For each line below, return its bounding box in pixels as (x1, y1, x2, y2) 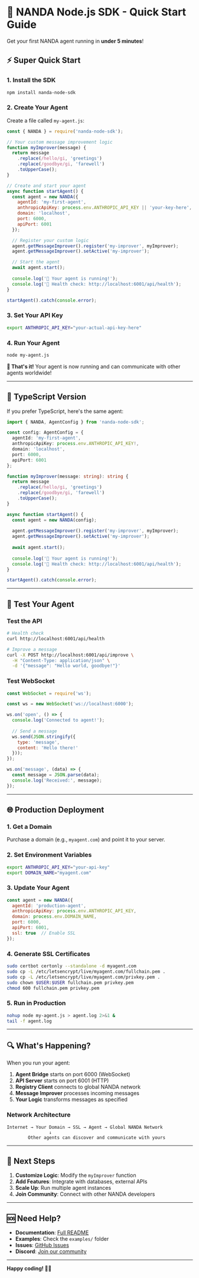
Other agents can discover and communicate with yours (28, 1134, 166, 1141)
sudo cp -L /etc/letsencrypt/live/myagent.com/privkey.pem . (6, 974, 161, 980)
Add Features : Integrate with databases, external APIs (15, 1178, 148, 1185)
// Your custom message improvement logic (6, 139, 113, 145)
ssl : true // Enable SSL (12, 930, 76, 936)
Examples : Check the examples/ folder (15, 1235, 109, 1242)
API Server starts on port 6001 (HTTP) (15, 1077, 109, 1085)
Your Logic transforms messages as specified (15, 1096, 128, 1103)
